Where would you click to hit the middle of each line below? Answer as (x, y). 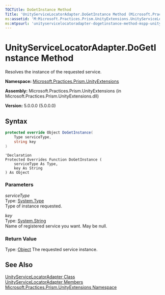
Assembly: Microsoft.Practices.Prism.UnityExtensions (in (63, 91)
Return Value (21, 238)
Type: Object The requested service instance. (51, 250)
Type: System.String (26, 221)
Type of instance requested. (34, 206)
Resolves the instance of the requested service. (53, 72)
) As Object (17, 172)
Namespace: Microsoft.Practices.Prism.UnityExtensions (62, 81)
